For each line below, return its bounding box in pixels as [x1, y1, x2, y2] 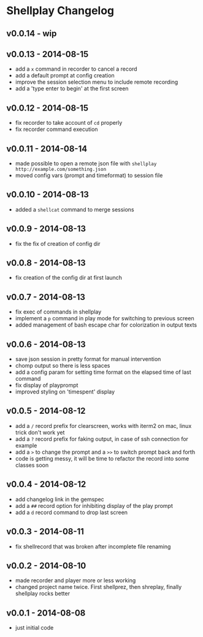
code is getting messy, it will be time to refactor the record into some [15, 454, 190, 462]
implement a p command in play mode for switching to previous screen [15, 315, 194, 322]
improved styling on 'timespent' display [15, 388, 115, 395]
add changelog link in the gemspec [15, 496, 104, 503]
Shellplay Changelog [6, 4, 115, 18]
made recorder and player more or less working [15, 577, 136, 584]
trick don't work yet [15, 429, 65, 436]
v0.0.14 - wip [6, 28, 57, 39]
